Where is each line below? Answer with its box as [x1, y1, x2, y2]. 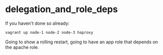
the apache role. [5, 44, 39, 50]
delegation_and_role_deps [5, 4, 118, 15]
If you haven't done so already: [5, 20, 69, 26]
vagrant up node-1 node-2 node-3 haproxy [5, 30, 94, 35]
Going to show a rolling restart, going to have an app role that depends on [5, 39, 158, 45]
